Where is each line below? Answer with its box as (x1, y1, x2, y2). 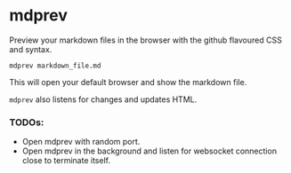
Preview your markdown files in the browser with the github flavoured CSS (9, 35, 282, 45)
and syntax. (9, 43, 53, 54)
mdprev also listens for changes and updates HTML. (9, 94, 198, 105)
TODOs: (9, 116, 44, 129)
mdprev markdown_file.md (9, 61, 101, 70)
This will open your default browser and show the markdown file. (9, 76, 247, 87)
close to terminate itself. (21, 155, 111, 166)
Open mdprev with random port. (21, 137, 141, 147)
